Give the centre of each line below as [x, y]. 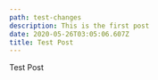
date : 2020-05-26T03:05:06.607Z [69, 34]
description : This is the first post [79, 26]
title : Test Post [42, 42]
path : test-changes [46, 17]
